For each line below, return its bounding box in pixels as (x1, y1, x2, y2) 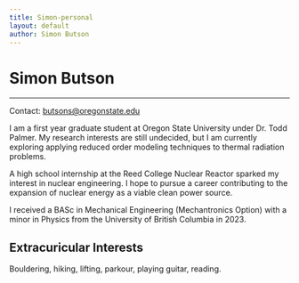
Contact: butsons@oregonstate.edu (9, 106, 141, 117)
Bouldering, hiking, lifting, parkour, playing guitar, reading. (9, 263, 222, 274)
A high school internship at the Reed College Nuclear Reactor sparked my (9, 168, 279, 179)
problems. (9, 151, 46, 162)
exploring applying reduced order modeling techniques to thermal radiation (9, 141, 285, 152)
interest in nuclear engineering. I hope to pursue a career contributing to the (9, 178, 288, 189)
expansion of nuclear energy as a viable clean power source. (9, 188, 233, 198)
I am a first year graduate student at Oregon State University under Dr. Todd (9, 123, 287, 133)
